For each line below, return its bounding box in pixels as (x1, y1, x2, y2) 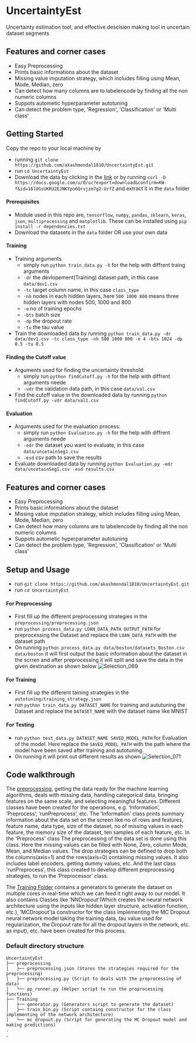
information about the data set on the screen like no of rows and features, (6, 816, 184, 823)
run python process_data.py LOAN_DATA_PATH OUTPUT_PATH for (14, 625, 161, 632)
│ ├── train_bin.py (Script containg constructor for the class (6, 1006, 171, 1013)
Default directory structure (6, 942, 84, 950)
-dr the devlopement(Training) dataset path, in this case (23, 273, 159, 281)
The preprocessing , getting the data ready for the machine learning (6, 785, 169, 792)
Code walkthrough (6, 770, 75, 779)
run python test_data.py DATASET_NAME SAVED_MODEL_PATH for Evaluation (14, 734, 187, 741)
